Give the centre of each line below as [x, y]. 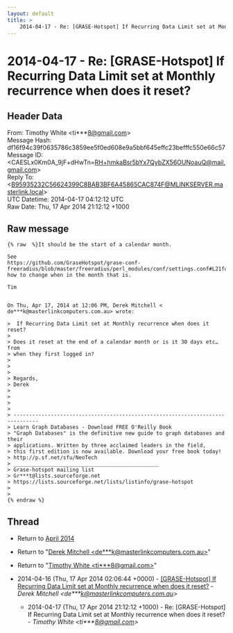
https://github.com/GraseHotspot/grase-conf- [74, 263]
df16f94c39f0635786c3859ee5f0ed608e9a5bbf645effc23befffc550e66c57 [116, 147]
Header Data [35, 116]
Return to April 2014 [46, 538]
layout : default [31, 14]
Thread [23, 521]
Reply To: [21, 177]
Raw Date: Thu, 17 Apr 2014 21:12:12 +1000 [68, 207]
